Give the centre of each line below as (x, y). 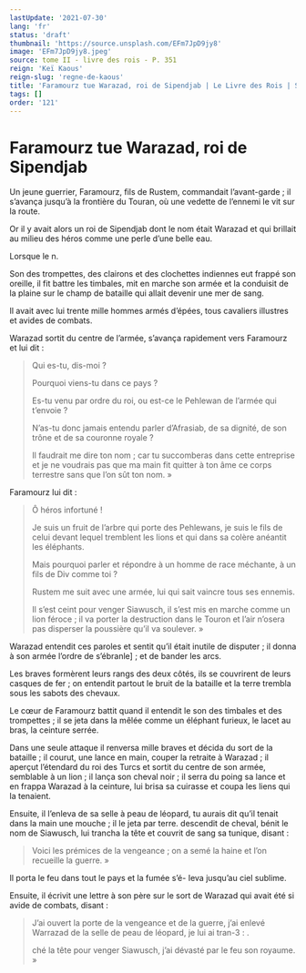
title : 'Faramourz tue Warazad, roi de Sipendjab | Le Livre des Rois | (150, 86)
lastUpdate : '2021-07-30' (58, 18)
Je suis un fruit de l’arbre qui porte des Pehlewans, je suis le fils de (157, 528)
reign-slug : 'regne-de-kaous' (67, 77)
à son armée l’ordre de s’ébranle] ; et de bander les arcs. (115, 656)
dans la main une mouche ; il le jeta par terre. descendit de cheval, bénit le (149, 824)
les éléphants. (58, 547)
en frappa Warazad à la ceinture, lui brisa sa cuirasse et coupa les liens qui (150, 786)
